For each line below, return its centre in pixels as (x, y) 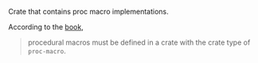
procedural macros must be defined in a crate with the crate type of (139, 42)
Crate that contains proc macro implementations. (88, 12)
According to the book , (46, 27)
